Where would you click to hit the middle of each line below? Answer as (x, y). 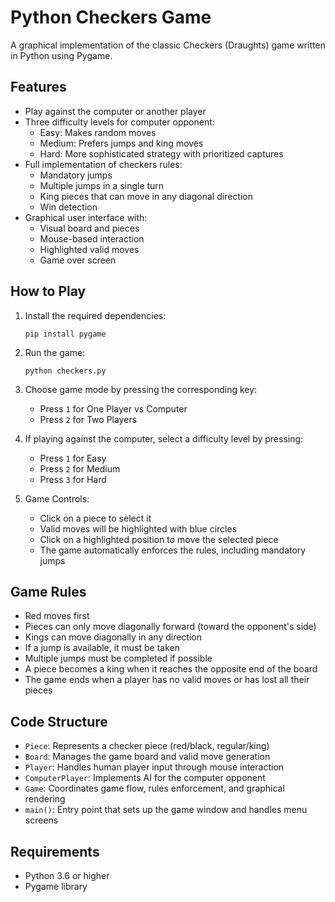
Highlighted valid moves (89, 249)
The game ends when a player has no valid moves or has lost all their (167, 680)
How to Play (48, 291)
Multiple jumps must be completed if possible (118, 658)
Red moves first (57, 616)
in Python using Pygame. (61, 55)
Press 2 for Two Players (88, 419)
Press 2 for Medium (80, 468)
